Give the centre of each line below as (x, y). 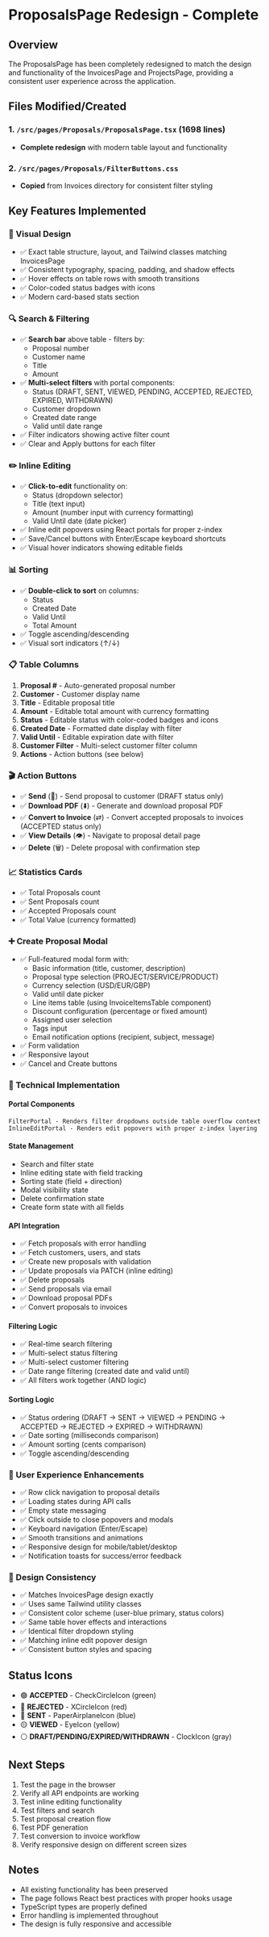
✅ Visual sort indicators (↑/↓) (70, 643)
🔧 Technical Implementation (64, 1085)
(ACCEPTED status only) (61, 826)
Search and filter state (57, 1164)
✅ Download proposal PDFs (66, 1298)
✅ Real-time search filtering (66, 1344)
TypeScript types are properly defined (83, 1906)
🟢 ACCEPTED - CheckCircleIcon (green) (88, 1695)
